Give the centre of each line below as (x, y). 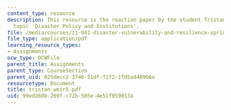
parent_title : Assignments (46, 64)
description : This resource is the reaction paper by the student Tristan (117, 20)
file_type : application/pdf (47, 39)
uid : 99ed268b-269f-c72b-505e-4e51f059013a (70, 96)
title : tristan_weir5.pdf (44, 90)
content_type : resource (41, 13)
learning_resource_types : (44, 45)
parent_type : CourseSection (47, 70)
